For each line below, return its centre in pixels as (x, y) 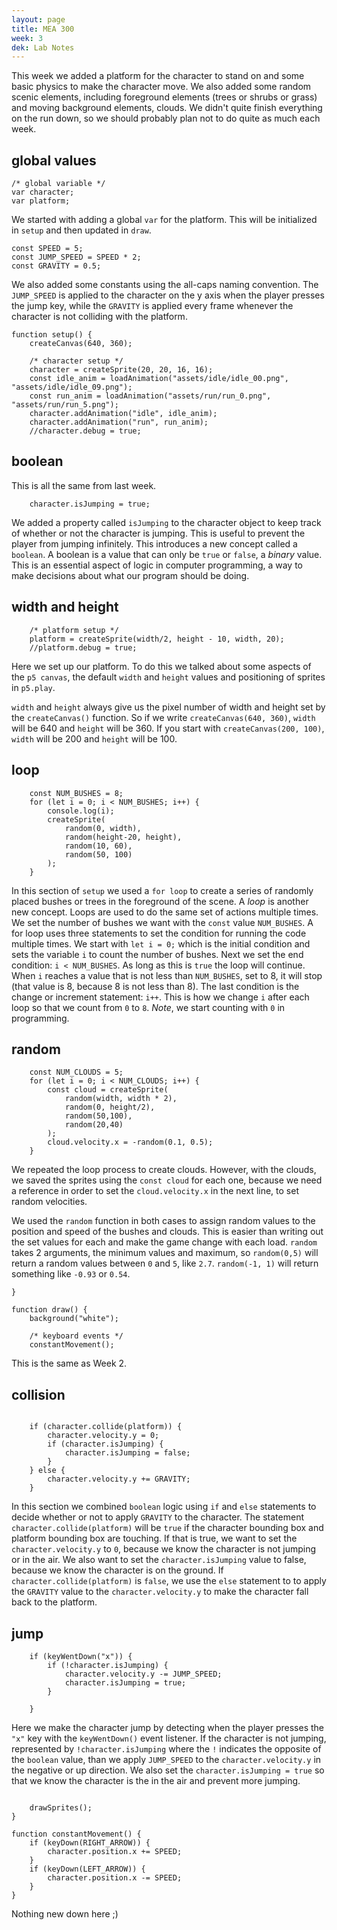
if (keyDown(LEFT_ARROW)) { (87, 1869)
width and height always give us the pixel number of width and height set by (168, 707)
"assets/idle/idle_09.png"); (72, 387)
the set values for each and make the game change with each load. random (164, 1242)
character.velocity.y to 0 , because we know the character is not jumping (164, 1549)
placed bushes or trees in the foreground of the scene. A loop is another (160, 901)
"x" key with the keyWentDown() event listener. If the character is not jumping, (169, 1738)
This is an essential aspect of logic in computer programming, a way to (157, 565)
